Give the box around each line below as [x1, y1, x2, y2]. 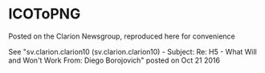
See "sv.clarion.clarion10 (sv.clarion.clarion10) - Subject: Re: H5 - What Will [8, 47, 257, 56]
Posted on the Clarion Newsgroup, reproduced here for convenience [8, 31, 235, 41]
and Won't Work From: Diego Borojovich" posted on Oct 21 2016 [8, 55, 221, 65]
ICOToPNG [8, 5, 81, 23]
